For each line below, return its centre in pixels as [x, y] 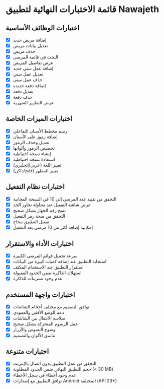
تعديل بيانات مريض [30, 46]
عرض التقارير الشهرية [33, 102]
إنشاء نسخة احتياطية [32, 153]
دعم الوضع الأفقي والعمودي [38, 312]
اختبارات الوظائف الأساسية [43, 28]
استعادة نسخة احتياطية [34, 159]
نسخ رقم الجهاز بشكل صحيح [39, 210]
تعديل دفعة [23, 91]
